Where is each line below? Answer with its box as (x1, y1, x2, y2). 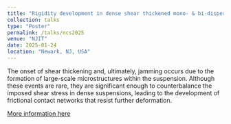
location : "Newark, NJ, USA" (7, 49, 91, 55)
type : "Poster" (7, 23, 51, 29)
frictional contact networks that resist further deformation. (7, 96, 173, 104)
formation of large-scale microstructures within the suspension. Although (7, 74, 215, 82)
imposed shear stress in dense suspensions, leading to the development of (7, 88, 220, 97)
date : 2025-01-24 (7, 42, 57, 49)
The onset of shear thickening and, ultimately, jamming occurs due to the (7, 66, 214, 75)
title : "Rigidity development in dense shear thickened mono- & (7, 10, 195, 17)
